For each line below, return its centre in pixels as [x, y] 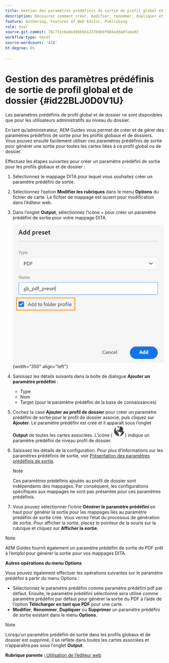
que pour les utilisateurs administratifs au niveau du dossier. [68, 120]
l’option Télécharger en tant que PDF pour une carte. [68, 604]
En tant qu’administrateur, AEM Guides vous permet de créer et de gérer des [85, 130]
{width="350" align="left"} [40, 366]
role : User [17, 27]
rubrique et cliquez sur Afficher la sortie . [55, 528]
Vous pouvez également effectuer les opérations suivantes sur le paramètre [84, 573]
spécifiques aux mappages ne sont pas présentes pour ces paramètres [87, 491]
